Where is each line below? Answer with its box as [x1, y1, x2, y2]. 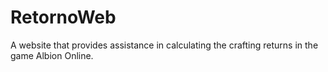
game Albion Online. [10, 49, 94, 61]
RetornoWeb [10, 6, 117, 29]
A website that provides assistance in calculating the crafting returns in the [10, 39, 319, 51]
